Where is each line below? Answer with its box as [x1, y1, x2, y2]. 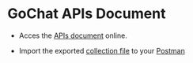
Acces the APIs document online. [18, 31, 127, 40]
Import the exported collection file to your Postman [18, 46, 185, 55]
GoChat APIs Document [7, 5, 166, 23]
